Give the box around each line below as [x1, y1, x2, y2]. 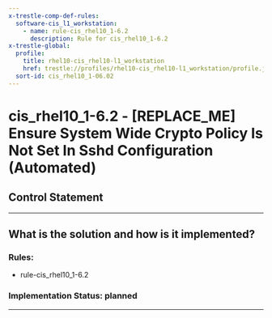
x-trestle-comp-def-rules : [8, 11, 100, 20]
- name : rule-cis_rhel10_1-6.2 [23, 27, 129, 35]
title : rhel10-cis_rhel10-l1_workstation [23, 57, 164, 66]
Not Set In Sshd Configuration [8, 141, 214, 159]
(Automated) [8, 159, 97, 176]
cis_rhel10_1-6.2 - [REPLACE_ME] [8, 107, 236, 125]
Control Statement [8, 191, 104, 205]
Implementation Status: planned [8, 290, 138, 302]
